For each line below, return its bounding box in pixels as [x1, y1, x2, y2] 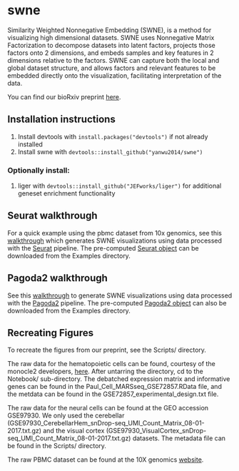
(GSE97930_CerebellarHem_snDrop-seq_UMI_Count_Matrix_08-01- [7, 419, 205, 427]
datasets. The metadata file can [132, 434, 226, 442]
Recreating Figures [7, 327, 94, 339]
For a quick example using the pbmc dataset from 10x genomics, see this [7, 228, 223, 237]
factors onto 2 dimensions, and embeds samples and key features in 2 [7, 49, 214, 57]
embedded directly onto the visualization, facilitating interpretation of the [7, 71, 222, 80]
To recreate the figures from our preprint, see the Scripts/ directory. [7, 345, 207, 355]
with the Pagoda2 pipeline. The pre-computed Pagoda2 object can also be [7, 298, 227, 307]
